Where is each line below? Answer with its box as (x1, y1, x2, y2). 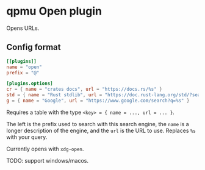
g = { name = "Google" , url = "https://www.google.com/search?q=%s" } (6, 97, 190, 104)
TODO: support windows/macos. (6, 157, 88, 164)
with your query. (6, 133, 48, 141)
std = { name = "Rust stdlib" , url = (6, 92, 103, 98)
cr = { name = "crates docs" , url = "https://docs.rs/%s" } (6, 87, 163, 93)
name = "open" (6, 64, 43, 70)
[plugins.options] (6, 80, 53, 87)
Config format (6, 42, 61, 52)
